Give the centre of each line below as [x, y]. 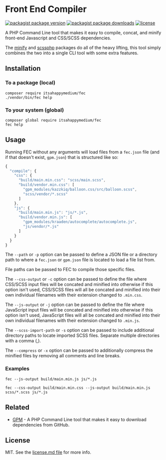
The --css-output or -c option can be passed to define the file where [76, 279]
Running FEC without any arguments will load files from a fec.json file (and [82, 152]
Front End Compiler [46, 9]
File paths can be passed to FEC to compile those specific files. [70, 270]
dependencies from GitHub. [41, 425]
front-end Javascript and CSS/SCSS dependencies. [58, 38]
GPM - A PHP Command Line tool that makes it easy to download [80, 419]
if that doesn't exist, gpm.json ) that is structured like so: [62, 157]
